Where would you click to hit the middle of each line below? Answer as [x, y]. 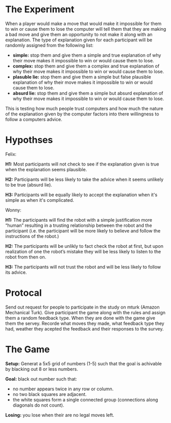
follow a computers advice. [34, 119]
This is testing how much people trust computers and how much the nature [84, 108]
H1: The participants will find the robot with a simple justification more [79, 220]
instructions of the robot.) [32, 236]
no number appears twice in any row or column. [63, 389]
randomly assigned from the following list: [49, 45]
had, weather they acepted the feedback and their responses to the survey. [84, 328]
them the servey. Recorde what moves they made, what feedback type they [85, 323]
